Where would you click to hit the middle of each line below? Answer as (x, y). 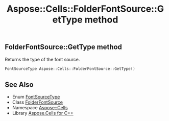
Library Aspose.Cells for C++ (43, 113)
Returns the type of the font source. (42, 59)
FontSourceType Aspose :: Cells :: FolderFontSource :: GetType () (70, 69)
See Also (19, 84)
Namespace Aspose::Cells (40, 108)
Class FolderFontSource (38, 102)
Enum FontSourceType (36, 97)
